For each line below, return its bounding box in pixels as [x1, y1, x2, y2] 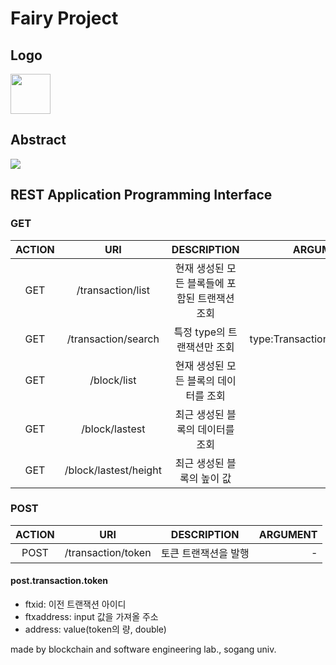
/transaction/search [66, 332, 160, 346]
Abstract [10, 132, 67, 149]
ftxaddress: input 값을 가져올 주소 [24, 611, 159, 622]
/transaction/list [76, 283, 151, 297]
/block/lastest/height [64, 463, 162, 477]
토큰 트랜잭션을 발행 [160, 546, 250, 560]
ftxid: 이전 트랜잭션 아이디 [24, 598, 127, 610]
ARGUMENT [258, 527, 318, 541]
